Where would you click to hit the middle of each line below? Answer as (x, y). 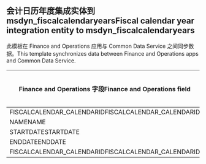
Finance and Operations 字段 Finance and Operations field (105, 89)
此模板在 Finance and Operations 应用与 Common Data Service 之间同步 (97, 46)
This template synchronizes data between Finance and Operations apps (108, 53)
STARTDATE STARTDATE (44, 132)
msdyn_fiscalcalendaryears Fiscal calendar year (101, 21)
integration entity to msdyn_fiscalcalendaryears (101, 30)
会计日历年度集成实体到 (51, 11)
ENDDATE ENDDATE (38, 141)
